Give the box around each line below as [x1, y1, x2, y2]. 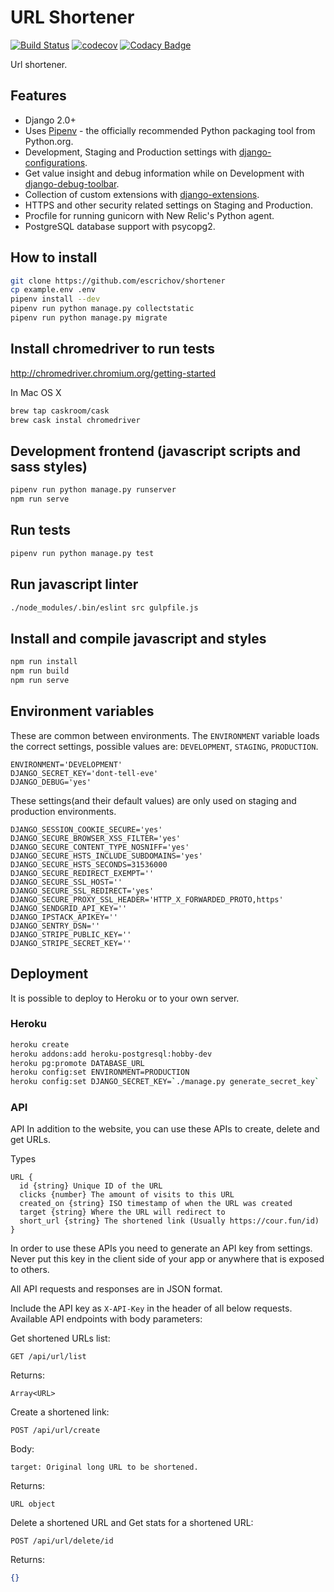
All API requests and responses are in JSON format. [10, 1283, 223, 1295]
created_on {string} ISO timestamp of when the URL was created [19, 1199, 293, 1209]
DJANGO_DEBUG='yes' [10, 777, 92, 787]
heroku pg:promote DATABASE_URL [10, 1058, 145, 1068]
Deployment [10, 966, 89, 983]
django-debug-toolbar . [24, 177, 120, 190]
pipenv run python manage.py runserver [10, 485, 177, 495]
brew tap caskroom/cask [10, 406, 110, 416]
